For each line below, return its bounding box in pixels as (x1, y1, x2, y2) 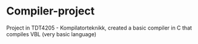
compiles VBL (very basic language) (6, 30, 97, 37)
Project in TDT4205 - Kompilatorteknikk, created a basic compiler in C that (6, 24, 193, 31)
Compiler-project (6, 4, 95, 18)
